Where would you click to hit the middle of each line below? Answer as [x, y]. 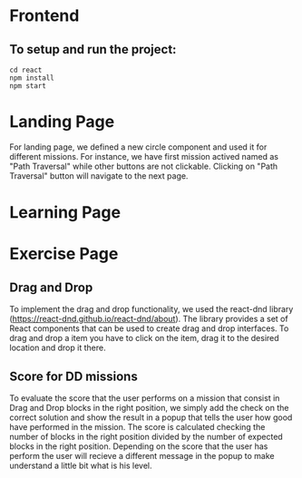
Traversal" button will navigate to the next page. [99, 176]
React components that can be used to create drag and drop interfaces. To [149, 328]
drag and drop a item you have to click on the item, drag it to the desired [144, 338]
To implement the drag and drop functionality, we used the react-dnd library [151, 309]
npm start [28, 86]
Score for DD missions [73, 376]
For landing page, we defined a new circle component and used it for [138, 147]
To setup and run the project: [93, 49]
